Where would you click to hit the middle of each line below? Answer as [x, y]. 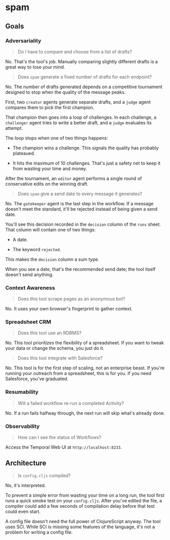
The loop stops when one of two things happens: [57, 138]
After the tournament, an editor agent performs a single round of [74, 178]
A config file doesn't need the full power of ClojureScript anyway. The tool [83, 521]
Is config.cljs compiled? [44, 475]
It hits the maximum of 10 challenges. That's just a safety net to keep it [87, 163]
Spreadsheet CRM [28, 322]
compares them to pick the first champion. [50, 107]
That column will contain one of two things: [50, 229]
